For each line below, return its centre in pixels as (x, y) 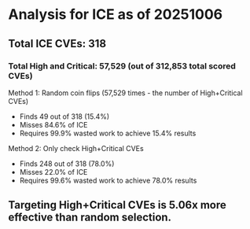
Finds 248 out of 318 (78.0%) (67, 164)
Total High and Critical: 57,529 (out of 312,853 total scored (122, 66)
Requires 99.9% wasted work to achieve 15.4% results (108, 133)
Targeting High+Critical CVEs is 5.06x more (117, 205)
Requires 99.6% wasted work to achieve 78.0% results (108, 180)
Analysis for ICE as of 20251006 (115, 15)
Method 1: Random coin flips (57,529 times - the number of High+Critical (125, 93)
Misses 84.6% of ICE (53, 124)
